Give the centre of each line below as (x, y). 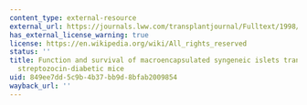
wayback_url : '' (40, 86)
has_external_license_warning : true (79, 35)
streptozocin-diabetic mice (71, 69)
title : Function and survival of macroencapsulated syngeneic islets (145, 60)
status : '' (30, 52)
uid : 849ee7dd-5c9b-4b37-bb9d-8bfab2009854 (94, 78)
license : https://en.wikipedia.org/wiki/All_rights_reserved (128, 43)
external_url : (37, 26)
